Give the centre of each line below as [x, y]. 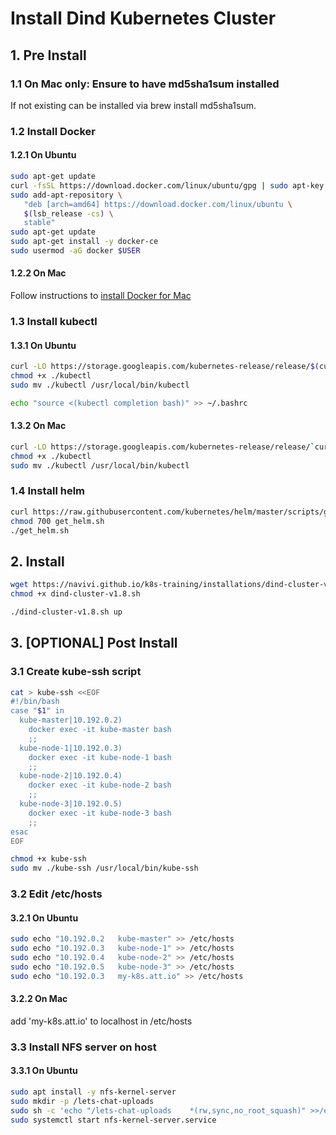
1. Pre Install [48, 55]
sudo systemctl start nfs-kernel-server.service [113, 1120]
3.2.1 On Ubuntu [44, 918]
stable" [39, 223]
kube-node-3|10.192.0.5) [71, 804]
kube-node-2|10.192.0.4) [71, 776]
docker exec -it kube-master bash [100, 730]
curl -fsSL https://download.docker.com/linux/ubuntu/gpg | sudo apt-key [167, 185]
